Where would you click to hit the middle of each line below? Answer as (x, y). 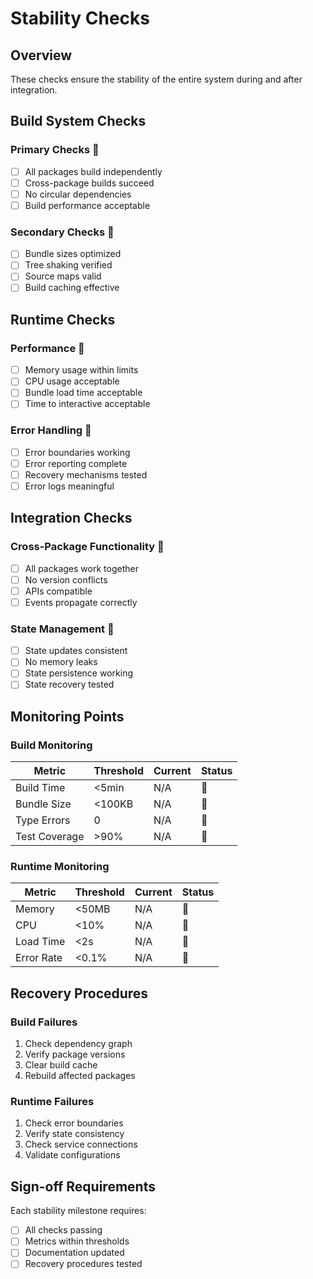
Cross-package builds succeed (89, 183)
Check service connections (81, 1144)
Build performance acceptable (87, 205)
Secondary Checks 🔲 (62, 232)
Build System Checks (78, 121)
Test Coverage (50, 837)
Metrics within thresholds (77, 1241)
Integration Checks (71, 518)
